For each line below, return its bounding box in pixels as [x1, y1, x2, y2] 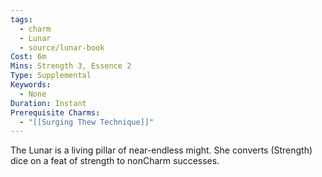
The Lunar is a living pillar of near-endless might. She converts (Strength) [10, 144, 313, 156]
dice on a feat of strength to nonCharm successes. [10, 155, 220, 167]
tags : [10, 14, 33, 25]
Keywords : [10, 80, 52, 90]
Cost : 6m [10, 52, 47, 62]
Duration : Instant [10, 98, 87, 108]
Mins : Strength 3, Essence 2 [10, 61, 132, 71]
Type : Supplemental [10, 71, 92, 81]
